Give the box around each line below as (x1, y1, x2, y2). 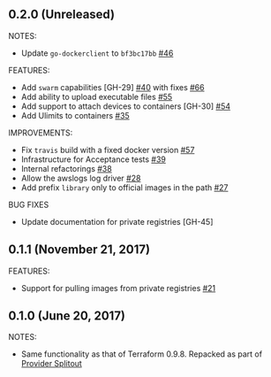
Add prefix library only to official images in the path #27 (20, 181, 229, 193)
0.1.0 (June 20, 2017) (8, 309, 125, 324)
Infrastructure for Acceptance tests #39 (20, 154, 167, 165)
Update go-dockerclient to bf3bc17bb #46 (20, 48, 174, 58)
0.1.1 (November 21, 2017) (8, 242, 151, 258)
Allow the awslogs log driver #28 (20, 173, 141, 183)
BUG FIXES (8, 199, 49, 210)
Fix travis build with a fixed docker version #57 (20, 144, 195, 155)
